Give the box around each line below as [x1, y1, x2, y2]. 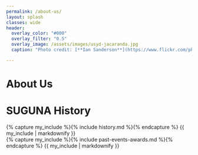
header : [6, 25, 25, 31]
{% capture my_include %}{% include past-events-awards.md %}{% [6, 136, 173, 143]
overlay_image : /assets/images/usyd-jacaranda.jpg [11, 42, 138, 48]
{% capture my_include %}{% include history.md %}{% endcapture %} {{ [6, 123, 184, 130]
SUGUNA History [6, 104, 91, 117]
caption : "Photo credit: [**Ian [11, 47, 91, 53]
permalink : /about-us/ [6, 8, 62, 15]
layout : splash [6, 14, 44, 20]
